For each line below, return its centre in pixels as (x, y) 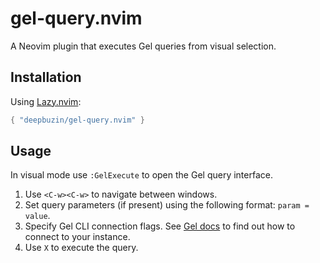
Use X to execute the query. (81, 248)
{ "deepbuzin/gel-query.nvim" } (77, 120)
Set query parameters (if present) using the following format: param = (167, 205)
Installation (46, 77)
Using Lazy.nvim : (46, 101)
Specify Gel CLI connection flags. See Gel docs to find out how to (160, 226)
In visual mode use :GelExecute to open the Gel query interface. (141, 175)
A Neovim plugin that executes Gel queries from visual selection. (143, 46)
